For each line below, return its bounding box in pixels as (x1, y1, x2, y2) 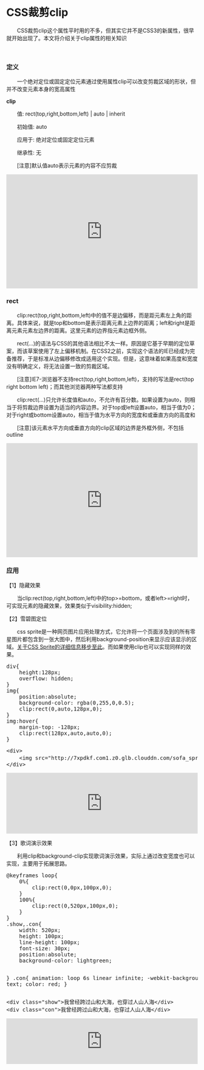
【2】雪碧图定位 (6, 615, 47, 622)
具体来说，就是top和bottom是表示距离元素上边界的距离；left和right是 (16, 319, 190, 326)
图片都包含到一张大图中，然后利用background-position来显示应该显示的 (11, 635, 192, 642)
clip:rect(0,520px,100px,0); (32, 902, 119, 909)
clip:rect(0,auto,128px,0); (19, 705, 103, 712)
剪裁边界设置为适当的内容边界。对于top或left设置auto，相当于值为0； (22, 403, 197, 411)
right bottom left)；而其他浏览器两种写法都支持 (6, 383, 123, 390)
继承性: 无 (16, 149, 41, 156)
